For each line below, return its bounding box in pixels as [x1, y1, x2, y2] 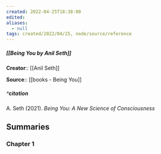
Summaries [6, 122, 49, 132]
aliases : [6, 20, 28, 26]
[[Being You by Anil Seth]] [6, 49, 72, 57]
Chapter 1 [6, 140, 35, 148]
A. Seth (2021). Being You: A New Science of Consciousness [6, 105, 155, 112]
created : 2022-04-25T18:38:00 [6, 8, 82, 15]
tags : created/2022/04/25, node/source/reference [6, 31, 132, 37]
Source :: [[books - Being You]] [6, 76, 82, 84]
